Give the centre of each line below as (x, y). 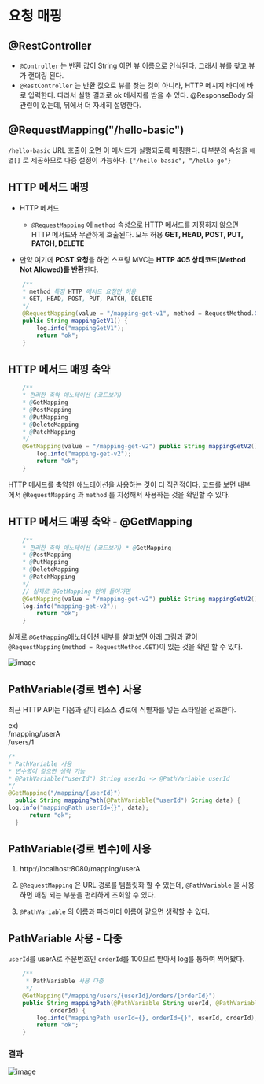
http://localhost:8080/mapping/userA (80, 868)
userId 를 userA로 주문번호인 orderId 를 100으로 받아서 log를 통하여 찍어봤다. (126, 959)
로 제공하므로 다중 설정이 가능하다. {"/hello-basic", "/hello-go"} (127, 160)
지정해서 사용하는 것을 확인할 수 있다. (173, 494)
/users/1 (21, 742)
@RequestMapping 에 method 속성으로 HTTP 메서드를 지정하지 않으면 (135, 225)
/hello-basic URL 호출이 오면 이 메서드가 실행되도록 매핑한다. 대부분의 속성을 (128, 150)
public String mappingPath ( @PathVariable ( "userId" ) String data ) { (128, 800)
